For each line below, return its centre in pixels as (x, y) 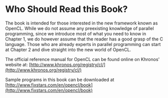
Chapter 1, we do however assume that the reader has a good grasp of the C (84, 39)
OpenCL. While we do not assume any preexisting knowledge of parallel (79, 28)
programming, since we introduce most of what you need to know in (76, 33)
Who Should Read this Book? (66, 9)
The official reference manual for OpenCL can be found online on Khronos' (82, 59)
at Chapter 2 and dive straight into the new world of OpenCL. (68, 49)
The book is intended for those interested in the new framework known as (81, 23)
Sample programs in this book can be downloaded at (60, 79)
